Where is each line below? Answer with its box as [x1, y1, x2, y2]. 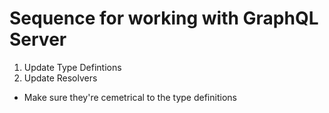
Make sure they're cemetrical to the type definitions [23, 91, 237, 103]
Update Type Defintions [23, 61, 122, 73]
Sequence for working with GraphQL [9, 7, 319, 30]
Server [9, 28, 67, 51]
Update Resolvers [23, 72, 98, 84]
